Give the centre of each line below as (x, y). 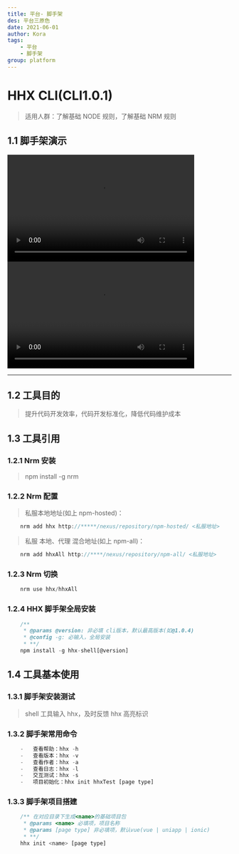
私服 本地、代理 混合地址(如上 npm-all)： (85, 541)
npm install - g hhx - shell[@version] (75, 651)
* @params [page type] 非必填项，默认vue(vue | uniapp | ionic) (117, 830)
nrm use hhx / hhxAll (49, 589)
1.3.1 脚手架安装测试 (41, 697)
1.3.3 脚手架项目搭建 (42, 802)
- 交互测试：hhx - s (49, 776)
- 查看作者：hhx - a (49, 762)
